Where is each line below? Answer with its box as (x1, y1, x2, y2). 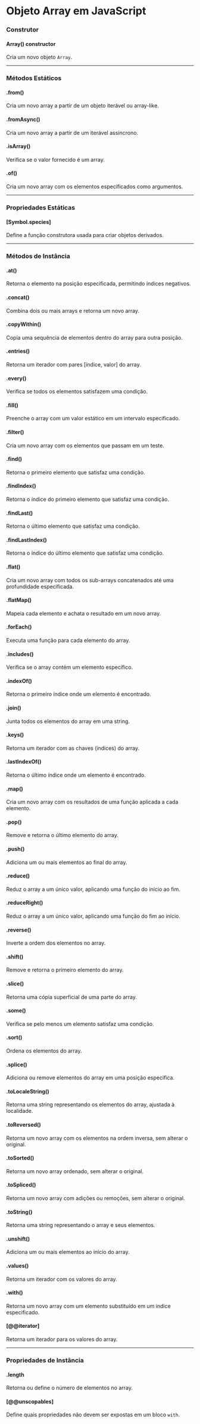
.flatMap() (6, 596, 32, 604)
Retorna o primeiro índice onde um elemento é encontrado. (6, 691, 151, 698)
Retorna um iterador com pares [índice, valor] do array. (6, 361, 141, 368)
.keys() (6, 731, 24, 739)
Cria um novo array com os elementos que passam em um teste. (6, 442, 165, 449)
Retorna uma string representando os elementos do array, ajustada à (6, 1101, 175, 1108)
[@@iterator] (6, 1322, 40, 1330)
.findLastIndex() (6, 536, 47, 543)
